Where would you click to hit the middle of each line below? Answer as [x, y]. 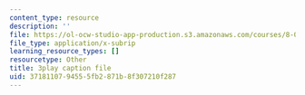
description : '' [40, 26]
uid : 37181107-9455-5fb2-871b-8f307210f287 [93, 77]
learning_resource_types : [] [64, 52]
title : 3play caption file [60, 69]
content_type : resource [54, 18]
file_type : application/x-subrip [73, 43]
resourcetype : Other [49, 60]
